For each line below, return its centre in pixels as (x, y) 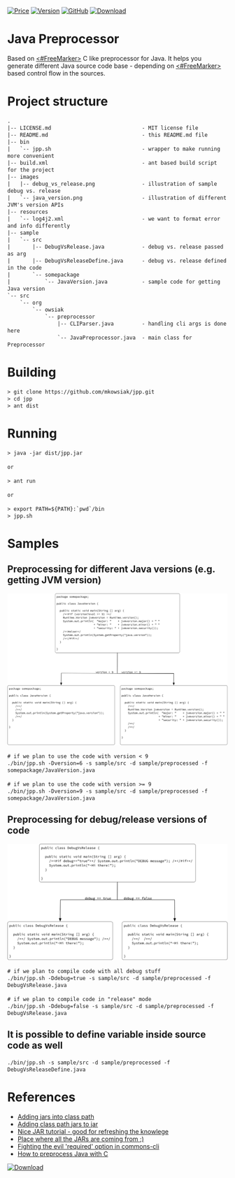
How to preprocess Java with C (63, 1154)
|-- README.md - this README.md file (108, 135)
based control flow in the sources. (56, 73)
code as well (35, 1046)
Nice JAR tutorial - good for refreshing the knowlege (93, 1131)
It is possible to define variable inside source (107, 1035)
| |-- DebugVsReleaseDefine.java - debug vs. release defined (117, 261)
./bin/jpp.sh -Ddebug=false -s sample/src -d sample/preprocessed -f (111, 1006)
